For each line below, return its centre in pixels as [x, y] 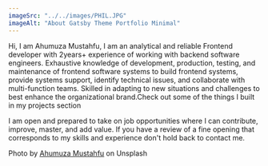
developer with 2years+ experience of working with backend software [124, 54]
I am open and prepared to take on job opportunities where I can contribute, [133, 121]
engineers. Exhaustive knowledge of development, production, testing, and [132, 63]
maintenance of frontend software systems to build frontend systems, [123, 71]
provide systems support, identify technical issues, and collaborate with [127, 80]
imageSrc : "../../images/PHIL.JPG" [68, 16]
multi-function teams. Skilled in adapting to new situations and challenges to [134, 88]
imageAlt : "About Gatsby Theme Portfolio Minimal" [94, 23]
